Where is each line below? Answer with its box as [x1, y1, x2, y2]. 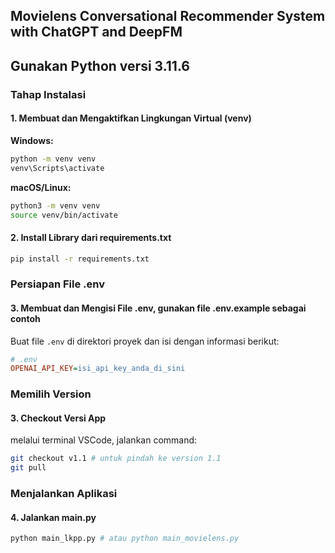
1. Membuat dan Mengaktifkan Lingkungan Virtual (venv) [10, 112, 252, 124]
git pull [10, 463, 47, 473]
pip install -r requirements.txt [10, 254, 150, 264]
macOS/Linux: [10, 181, 72, 193]
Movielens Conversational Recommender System [10, 8, 326, 25]
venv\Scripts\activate [10, 163, 105, 173]
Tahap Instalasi [10, 87, 87, 101]
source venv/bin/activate [10, 210, 118, 220]
